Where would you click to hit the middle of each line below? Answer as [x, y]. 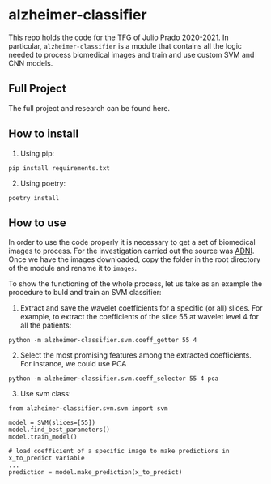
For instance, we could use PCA [73, 364]
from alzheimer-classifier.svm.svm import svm [88, 409]
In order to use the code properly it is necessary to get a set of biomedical [132, 242]
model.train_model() [43, 437]
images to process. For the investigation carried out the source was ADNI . [131, 251]
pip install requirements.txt [59, 168]
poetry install [34, 198]
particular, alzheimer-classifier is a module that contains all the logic [125, 45]
